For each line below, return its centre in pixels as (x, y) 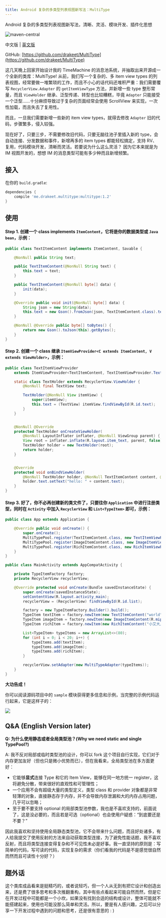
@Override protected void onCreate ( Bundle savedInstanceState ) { (83, 587)
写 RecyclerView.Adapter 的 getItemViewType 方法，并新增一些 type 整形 (78, 88)
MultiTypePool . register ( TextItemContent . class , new (77, 538)
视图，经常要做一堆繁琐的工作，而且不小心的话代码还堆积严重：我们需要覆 (85, 82)
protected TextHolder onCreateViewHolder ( (58, 431)
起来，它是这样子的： (31, 701)
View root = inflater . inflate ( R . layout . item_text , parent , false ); (94, 441)
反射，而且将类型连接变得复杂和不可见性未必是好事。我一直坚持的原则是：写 (83, 843)
